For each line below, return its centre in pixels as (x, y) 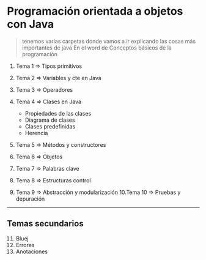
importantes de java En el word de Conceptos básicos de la (97, 48)
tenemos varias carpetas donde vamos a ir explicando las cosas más (109, 41)
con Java (31, 24)
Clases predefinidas (50, 126)
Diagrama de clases (50, 120)
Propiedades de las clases (58, 113)
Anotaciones (32, 251)
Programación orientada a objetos (95, 11)
